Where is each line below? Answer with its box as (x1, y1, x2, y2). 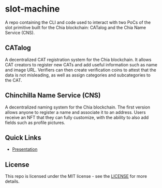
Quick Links (5, 133, 42, 141)
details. (5, 178, 20, 185)
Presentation (12, 146, 38, 152)
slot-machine (5, 3, 60, 15)
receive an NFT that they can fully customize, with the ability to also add (5, 114, 149, 120)
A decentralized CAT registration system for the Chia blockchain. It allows (5, 57, 151, 63)
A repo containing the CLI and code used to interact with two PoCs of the (5, 19, 151, 25)
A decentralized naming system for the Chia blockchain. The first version (5, 104, 150, 110)
